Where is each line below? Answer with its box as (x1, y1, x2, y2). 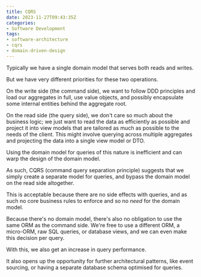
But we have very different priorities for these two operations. (6, 75, 159, 83)
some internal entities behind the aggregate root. (6, 100, 127, 107)
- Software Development (6, 25, 66, 32)
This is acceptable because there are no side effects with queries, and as (6, 191, 187, 198)
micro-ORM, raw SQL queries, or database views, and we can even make (6, 228, 187, 235)
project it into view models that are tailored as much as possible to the (6, 124, 179, 132)
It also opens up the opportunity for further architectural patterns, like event (6, 257, 194, 264)
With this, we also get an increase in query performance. (6, 246, 146, 253)
